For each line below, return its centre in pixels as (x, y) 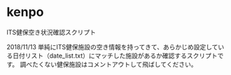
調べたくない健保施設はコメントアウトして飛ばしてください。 (108, 64)
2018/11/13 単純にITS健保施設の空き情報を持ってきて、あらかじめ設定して (112, 47)
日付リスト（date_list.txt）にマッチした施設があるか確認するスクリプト (115, 56)
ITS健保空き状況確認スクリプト (51, 32)
